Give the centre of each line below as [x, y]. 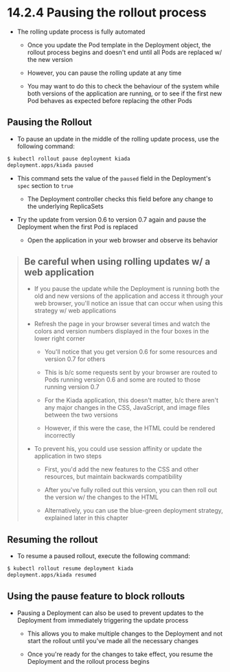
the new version [50, 59]
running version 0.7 [72, 387]
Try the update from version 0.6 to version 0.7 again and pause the [112, 219]
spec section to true [45, 185]
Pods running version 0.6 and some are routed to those [123, 380]
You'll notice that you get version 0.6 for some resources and [131, 352]
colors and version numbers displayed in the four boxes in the [122, 332]
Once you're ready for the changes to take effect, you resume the [120, 654]
